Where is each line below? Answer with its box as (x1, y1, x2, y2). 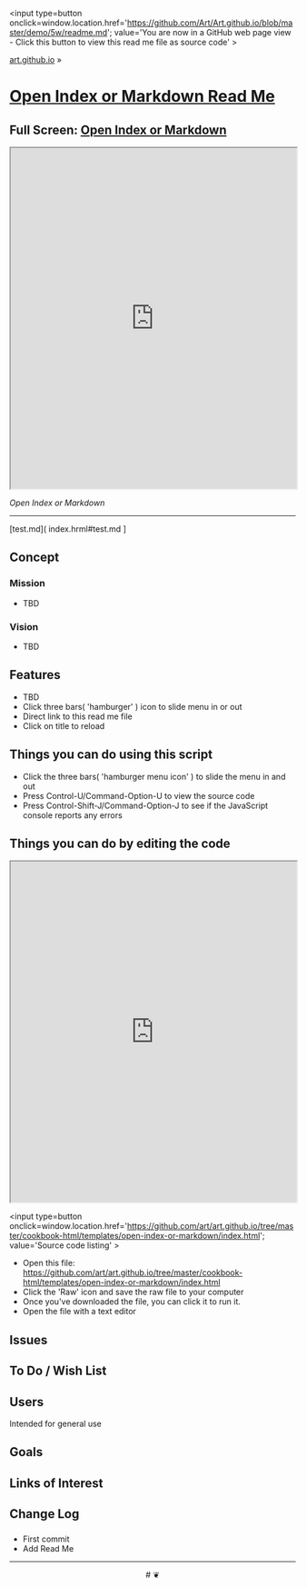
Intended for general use (9, 1418, 102, 1430)
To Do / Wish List (9, 1363, 107, 1379)
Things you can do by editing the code (9, 836, 231, 851)
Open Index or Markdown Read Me (9, 86, 275, 107)
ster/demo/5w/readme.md (9, 27, 108, 37)
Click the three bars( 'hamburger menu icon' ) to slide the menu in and (22, 771, 286, 782)
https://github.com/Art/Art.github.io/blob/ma (126, 17, 293, 28)
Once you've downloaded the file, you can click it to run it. (22, 1296, 241, 1307)
